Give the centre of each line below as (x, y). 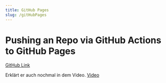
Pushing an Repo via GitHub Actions (84, 40)
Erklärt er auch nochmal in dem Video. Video (52, 75)
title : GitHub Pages (27, 10)
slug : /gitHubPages (26, 15)
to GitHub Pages (40, 51)
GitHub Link (18, 65)
